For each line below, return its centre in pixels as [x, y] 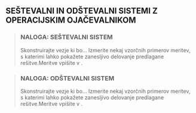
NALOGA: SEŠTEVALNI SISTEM [66, 37]
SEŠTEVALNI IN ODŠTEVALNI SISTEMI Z [82, 11]
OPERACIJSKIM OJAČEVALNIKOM [71, 21]
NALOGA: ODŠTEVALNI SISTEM [67, 78]
